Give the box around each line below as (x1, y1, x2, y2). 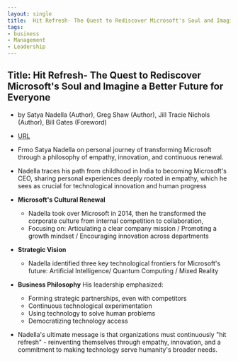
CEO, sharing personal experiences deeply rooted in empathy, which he (17, 174, 227, 183)
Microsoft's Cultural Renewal (17, 195, 106, 204)
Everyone (7, 91, 51, 103)
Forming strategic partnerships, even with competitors (28, 294, 187, 302)
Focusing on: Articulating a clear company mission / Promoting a (28, 224, 217, 232)
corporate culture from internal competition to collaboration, (28, 217, 204, 225)
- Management (7, 37, 46, 44)
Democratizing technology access (28, 316, 129, 325)
